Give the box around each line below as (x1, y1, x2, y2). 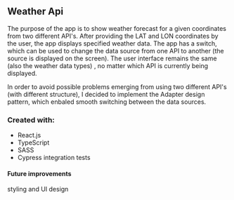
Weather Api (7, 6, 64, 18)
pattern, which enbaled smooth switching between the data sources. (7, 98, 207, 106)
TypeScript (17, 138, 50, 147)
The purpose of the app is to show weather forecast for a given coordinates (7, 24, 227, 32)
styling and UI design (7, 185, 69, 194)
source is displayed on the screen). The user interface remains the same (7, 54, 217, 62)
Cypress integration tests (17, 154, 91, 162)
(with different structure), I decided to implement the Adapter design (7, 90, 205, 98)
